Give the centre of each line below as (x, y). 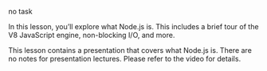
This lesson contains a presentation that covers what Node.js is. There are (130, 50)
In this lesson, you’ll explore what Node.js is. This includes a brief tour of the (133, 26)
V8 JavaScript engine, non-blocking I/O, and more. (92, 35)
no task (21, 11)
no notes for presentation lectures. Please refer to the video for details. (125, 59)
